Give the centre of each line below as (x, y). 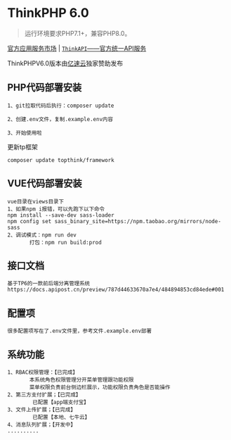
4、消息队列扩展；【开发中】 (41, 425)
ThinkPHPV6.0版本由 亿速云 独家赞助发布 (65, 63)
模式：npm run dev (51, 235)
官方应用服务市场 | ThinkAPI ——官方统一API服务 (77, 48)
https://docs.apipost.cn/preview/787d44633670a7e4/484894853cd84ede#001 (116, 290)
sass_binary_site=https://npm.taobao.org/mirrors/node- (138, 221)
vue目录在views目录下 (36, 201)
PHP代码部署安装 (45, 88)
